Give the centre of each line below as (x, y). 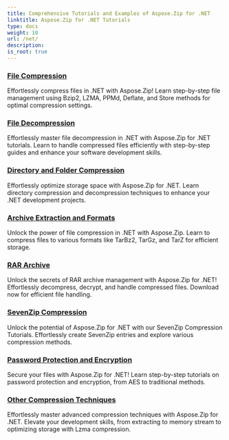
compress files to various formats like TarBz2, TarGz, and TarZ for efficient (113, 240)
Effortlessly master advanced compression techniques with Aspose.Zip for (113, 415)
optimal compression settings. (50, 105)
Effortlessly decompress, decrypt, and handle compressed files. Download (113, 287)
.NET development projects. (47, 200)
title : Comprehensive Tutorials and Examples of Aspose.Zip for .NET (109, 13)
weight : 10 (23, 33)
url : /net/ (23, 39)
